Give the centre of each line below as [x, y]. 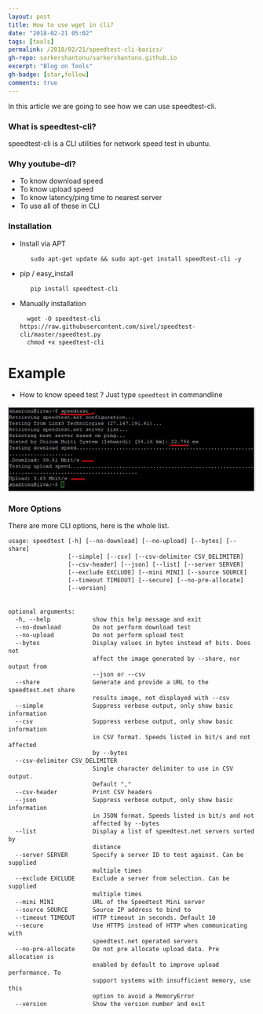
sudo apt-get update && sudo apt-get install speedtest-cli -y [136, 259]
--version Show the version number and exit [110, 1005]
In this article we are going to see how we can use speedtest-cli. [112, 106]
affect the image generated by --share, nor [166, 659]
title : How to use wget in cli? [61, 25]
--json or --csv [119, 675]
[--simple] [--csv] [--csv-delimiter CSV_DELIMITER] [156, 557]
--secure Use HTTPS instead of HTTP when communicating [131, 926]
